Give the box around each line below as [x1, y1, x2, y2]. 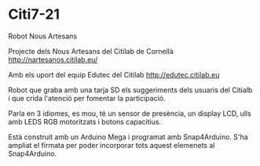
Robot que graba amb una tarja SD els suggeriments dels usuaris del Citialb [8, 85, 253, 95]
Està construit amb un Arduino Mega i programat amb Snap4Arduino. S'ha [8, 132, 249, 142]
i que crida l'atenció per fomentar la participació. [8, 93, 167, 103]
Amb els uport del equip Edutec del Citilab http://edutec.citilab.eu [8, 70, 220, 79]
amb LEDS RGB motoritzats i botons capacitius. [8, 117, 162, 126]
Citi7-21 [8, 5, 60, 23]
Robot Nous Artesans [8, 31, 77, 41]
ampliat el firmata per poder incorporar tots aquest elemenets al [8, 140, 215, 150]
